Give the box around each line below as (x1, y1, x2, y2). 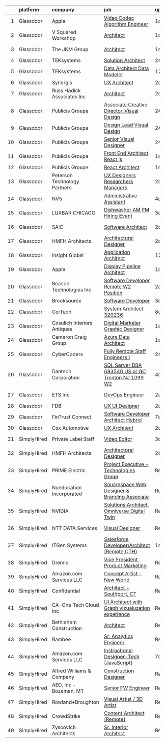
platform (19, 6, 39, 13)
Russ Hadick (52, 87, 81, 94)
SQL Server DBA (104, 362, 142, 368)
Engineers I (104, 354, 130, 360)
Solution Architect (104, 57, 145, 63)
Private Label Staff (52, 436, 95, 442)
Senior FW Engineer (104, 684, 150, 691)
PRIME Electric (52, 467, 86, 474)
